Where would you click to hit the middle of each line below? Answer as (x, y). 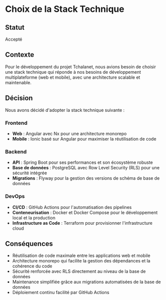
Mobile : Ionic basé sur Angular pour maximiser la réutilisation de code (84, 139)
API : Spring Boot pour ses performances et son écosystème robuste (83, 162)
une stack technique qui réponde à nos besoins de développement (73, 72)
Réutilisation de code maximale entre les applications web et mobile (81, 255)
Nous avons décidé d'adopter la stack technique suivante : (65, 110)
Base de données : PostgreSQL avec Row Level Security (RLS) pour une (86, 168)
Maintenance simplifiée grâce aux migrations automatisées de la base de (86, 282)
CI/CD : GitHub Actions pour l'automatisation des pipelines (72, 207)
